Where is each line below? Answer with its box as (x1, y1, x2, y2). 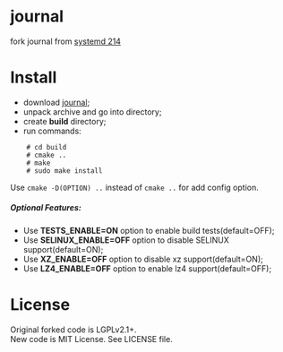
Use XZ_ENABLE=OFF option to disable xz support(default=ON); (22, 253, 263, 264)
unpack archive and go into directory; (22, 106, 162, 117)
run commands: (22, 125, 81, 136)
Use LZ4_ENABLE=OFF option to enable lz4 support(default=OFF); (22, 262, 272, 274)
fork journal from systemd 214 (10, 36, 122, 47)
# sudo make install (26, 166, 103, 176)
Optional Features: (10, 202, 81, 213)
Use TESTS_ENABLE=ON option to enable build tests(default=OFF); (22, 225, 275, 236)
